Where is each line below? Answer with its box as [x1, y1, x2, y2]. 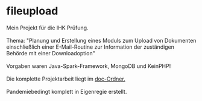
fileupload [6, 4, 58, 18]
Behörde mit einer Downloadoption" [6, 49, 95, 57]
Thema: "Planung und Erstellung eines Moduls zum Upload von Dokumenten [6, 37, 197, 44]
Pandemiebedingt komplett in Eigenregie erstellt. [6, 88, 127, 95]
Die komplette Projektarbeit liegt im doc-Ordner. [6, 75, 125, 82]
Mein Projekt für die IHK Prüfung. [6, 24, 89, 31]
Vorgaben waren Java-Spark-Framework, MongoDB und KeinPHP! [6, 62, 171, 70]
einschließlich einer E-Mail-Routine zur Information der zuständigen [6, 43, 175, 50]
